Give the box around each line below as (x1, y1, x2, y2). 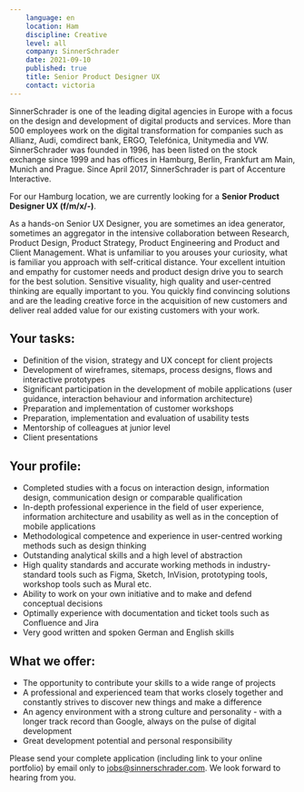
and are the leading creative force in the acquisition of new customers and (9, 295, 288, 306)
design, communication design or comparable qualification (22, 492, 243, 504)
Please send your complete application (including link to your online (9, 753, 263, 764)
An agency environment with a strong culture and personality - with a (22, 707, 282, 718)
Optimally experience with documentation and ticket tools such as (22, 608, 270, 619)
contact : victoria (25, 81, 95, 90)
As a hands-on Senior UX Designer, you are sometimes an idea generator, (9, 218, 286, 229)
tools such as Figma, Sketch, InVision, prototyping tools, (57, 569, 268, 581)
